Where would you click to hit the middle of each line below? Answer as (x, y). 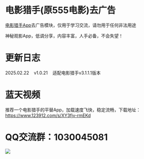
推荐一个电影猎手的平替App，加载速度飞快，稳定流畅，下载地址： (73, 110)
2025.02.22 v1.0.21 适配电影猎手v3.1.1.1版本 (53, 73)
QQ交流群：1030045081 (56, 137)
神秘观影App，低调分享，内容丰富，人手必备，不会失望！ (64, 36)
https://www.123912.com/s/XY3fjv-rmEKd (48, 115)
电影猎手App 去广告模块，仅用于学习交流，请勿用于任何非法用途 (71, 25)
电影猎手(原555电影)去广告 (60, 10)
